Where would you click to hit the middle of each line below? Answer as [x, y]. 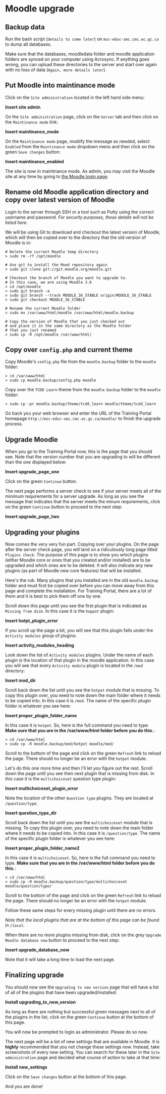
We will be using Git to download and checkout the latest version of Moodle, [83, 232]
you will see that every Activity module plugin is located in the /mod [74, 665]
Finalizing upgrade [35, 975]
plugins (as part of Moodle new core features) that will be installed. [74, 571]
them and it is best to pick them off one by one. [53, 596]
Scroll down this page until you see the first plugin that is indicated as [76, 606]
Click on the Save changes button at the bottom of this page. [66, 1077]
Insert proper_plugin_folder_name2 [42, 848]
